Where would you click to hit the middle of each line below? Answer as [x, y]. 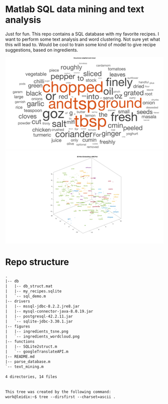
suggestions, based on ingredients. [42, 50]
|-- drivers [18, 301]
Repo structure [37, 262]
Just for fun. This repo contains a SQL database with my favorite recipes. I [82, 34]
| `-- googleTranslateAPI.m [37, 351]
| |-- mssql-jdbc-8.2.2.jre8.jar [43, 306]
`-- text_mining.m [24, 367]
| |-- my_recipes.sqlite [33, 291]
